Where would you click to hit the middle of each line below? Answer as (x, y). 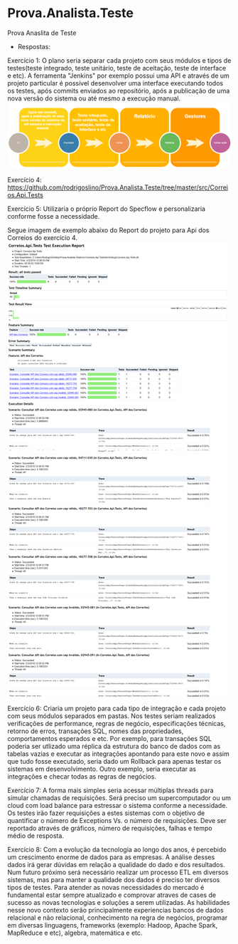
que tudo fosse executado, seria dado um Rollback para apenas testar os (114, 762)
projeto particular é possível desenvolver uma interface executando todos (115, 83)
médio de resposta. (36, 836)
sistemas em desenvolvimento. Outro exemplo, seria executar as (102, 769)
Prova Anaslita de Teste (42, 33)
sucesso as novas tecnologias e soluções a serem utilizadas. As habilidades (119, 903)
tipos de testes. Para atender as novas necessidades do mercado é (106, 888)
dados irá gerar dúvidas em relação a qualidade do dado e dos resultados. (116, 865)
